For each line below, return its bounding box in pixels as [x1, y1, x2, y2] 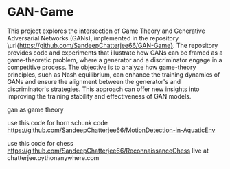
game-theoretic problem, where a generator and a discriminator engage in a [7, 55, 222, 64]
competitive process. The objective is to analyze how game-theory [7, 63, 196, 71]
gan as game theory [7, 105, 64, 114]
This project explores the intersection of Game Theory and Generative [7, 27, 205, 35]
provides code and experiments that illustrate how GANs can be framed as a [7, 49, 223, 57]
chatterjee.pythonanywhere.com [7, 153, 100, 161]
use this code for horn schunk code [7, 118, 108, 127]
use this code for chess [7, 139, 73, 147]
